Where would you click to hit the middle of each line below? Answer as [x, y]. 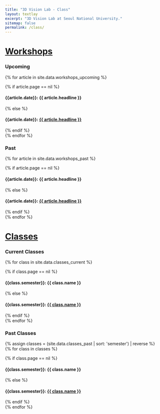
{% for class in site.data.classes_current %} [49, 262]
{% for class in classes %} [31, 349]
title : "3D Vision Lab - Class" [38, 9]
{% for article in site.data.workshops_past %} [50, 159]
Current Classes [25, 252]
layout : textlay [21, 14]
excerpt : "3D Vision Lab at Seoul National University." [64, 18]
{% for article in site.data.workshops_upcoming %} [56, 77]
